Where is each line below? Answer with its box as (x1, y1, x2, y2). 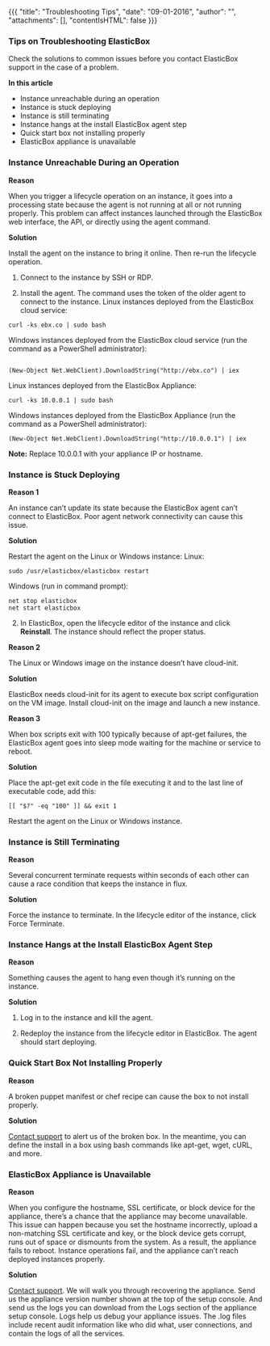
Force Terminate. (8, 919, 65, 929)
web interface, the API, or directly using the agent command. (8, 217, 211, 226)
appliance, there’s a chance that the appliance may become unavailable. (8, 1212, 248, 1222)
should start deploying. (19, 1037, 97, 1047)
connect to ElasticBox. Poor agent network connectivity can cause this (8, 511, 243, 521)
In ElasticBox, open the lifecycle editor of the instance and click (19, 618, 231, 627)
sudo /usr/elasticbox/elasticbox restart (8, 567, 150, 575)
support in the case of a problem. (8, 62, 119, 72)
